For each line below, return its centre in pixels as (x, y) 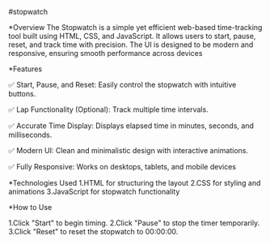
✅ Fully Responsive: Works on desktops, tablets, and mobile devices (122, 167)
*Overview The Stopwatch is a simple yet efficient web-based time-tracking (135, 27)
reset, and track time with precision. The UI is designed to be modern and (131, 45)
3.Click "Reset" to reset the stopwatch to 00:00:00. (93, 231)
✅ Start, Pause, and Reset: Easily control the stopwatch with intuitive (122, 85)
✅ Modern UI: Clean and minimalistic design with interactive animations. (129, 150)
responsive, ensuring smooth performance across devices (105, 53)
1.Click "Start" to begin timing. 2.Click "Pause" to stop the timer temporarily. (134, 223)
